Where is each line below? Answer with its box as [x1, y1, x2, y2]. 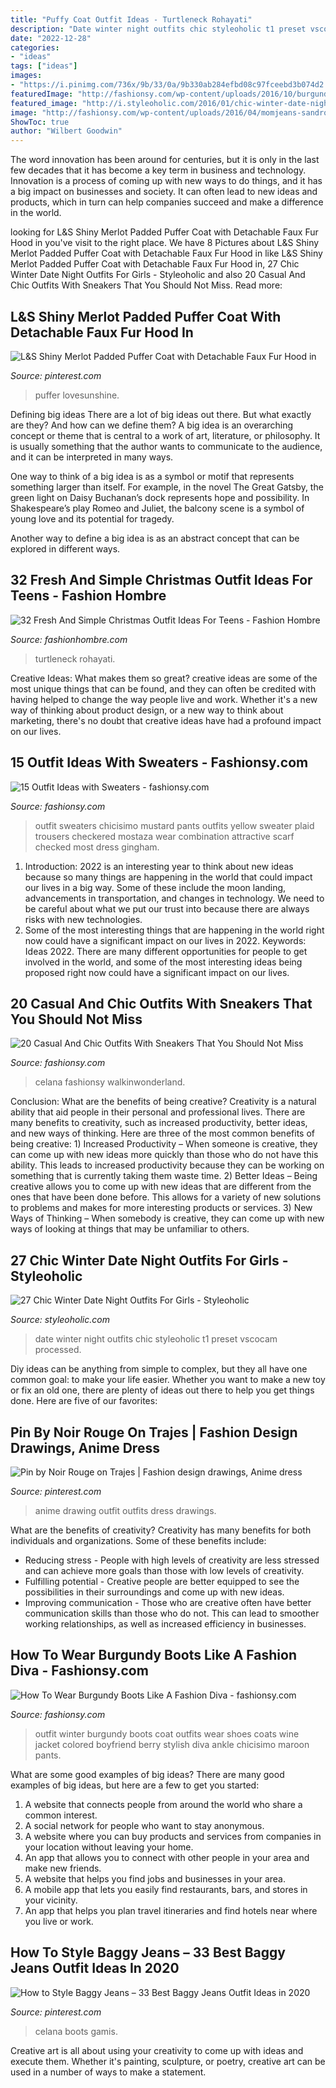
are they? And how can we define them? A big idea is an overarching [10, 419, 294, 431]
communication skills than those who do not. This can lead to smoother [24, 1607, 320, 1619]
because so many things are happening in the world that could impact [24, 871, 313, 883]
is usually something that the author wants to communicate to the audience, [10, 440, 323, 452]
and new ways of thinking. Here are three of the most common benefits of [10, 1127, 315, 1140]
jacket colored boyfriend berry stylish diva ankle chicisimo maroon [34, 1738, 310, 1750]
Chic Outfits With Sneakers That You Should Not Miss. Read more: [10, 279, 283, 291]
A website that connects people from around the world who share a [24, 1798, 303, 1810]
